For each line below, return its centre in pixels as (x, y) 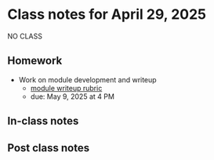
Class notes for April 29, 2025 (107, 15)
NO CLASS (25, 36)
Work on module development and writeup (88, 79)
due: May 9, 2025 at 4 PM (73, 96)
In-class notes (43, 121)
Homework (35, 61)
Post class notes (49, 148)
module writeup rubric (66, 88)
